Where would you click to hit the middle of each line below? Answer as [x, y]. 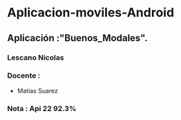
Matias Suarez [38, 91]
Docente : [24, 75]
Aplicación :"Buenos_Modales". [77, 38]
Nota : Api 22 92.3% [42, 108]
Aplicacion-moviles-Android [91, 13]
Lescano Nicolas [36, 58]
